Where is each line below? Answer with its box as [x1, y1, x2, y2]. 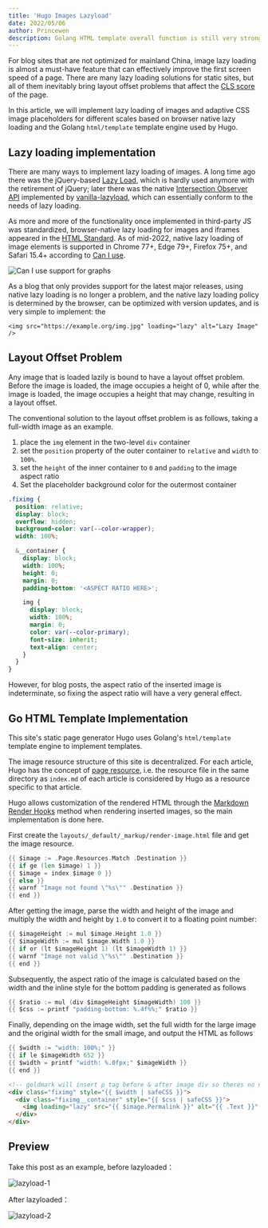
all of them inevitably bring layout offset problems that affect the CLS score [8, 82, 255, 91]
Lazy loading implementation [8, 146, 156, 159]
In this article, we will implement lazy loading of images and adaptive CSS [8, 106, 250, 115]
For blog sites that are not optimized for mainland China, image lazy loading [8, 56, 257, 66]
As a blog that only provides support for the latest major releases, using [8, 282, 243, 291]
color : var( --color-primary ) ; [29, 628, 130, 636]
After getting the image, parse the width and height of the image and [8, 906, 234, 916]
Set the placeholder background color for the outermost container [19, 479, 237, 489]
